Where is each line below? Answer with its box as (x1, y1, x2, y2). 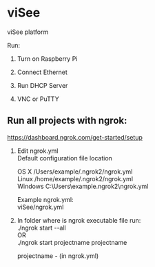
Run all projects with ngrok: (7, 115, 127, 127)
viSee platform (7, 28, 49, 36)
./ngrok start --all (17, 223, 67, 232)
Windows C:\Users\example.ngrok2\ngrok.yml (17, 182, 149, 190)
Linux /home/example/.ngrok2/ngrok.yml (17, 174, 133, 183)
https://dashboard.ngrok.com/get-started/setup (7, 133, 143, 141)
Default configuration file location (17, 154, 112, 162)
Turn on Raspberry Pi (17, 54, 78, 63)
